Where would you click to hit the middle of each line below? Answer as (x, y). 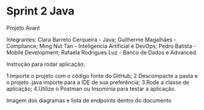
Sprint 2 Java (40, 11)
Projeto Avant (23, 28)
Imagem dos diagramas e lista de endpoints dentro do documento (89, 100)
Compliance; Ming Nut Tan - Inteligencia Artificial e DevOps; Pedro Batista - (101, 46)
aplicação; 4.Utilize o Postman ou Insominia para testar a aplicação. (91, 88)
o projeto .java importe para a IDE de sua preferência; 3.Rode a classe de (98, 82)
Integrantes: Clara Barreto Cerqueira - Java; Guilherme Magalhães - (91, 39)
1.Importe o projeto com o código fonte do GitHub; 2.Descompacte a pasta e (102, 76)
